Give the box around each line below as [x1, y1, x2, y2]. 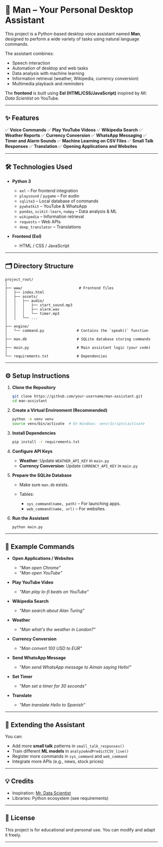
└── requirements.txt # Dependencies [5, 354, 108, 359]
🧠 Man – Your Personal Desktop [5, 4, 133, 16]
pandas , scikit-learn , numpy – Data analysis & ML [19, 208, 117, 214]
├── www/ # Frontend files [5, 286, 114, 291]
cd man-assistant [12, 398, 48, 403]
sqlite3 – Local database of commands [19, 198, 98, 204]
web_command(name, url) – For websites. [26, 505, 106, 511]
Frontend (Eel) [12, 233, 42, 239]
